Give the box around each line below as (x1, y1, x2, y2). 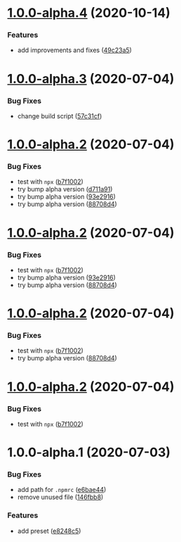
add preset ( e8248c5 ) (17, 527, 81, 535)
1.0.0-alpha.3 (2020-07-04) (7, 70, 175, 87)
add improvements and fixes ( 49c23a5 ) (17, 46, 132, 54)
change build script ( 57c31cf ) (17, 111, 102, 120)
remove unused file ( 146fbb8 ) (17, 493, 104, 501)
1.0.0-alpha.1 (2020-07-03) (7, 445, 170, 460)
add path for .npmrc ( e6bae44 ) (17, 486, 107, 494)
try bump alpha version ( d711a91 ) (17, 185, 113, 194)
